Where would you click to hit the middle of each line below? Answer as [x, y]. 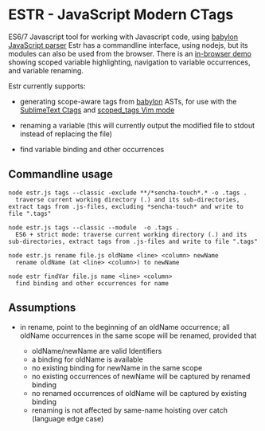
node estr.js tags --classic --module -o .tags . [94, 227]
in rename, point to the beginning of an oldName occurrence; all [125, 327]
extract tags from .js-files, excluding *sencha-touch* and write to [126, 206]
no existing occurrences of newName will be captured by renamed [141, 376]
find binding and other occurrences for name [92, 283]
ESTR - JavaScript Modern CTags [121, 15]
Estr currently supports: [47, 86]
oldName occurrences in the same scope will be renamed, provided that [138, 335]
